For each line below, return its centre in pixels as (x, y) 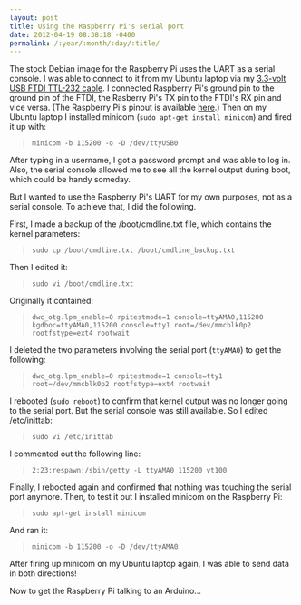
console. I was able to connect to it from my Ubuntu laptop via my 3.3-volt (148, 79)
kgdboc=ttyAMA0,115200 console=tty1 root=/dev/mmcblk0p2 (141, 326)
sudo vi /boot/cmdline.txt (83, 284)
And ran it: (29, 531)
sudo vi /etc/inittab (72, 437)
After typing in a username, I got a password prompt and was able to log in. (150, 161)
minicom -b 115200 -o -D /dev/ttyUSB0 (105, 143)
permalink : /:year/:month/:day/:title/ (85, 43)
